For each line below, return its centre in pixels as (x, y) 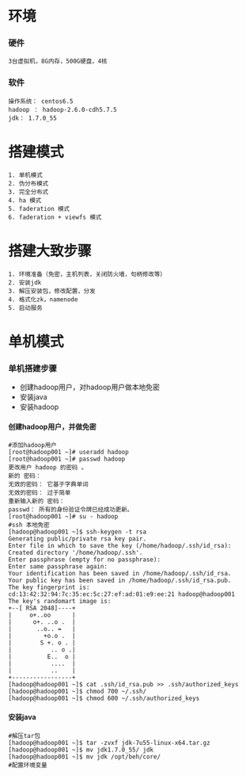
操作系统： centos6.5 (41, 101)
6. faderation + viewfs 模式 (55, 217)
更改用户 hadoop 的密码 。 (48, 468)
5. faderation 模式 (39, 208)
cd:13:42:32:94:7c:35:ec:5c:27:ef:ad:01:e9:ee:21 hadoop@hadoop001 (122, 594)
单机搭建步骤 (33, 368)
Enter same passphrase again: (58, 567)
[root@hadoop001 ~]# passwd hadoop (67, 459)
